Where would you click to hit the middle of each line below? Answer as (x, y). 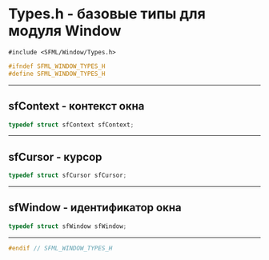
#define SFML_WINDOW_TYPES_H (57, 74)
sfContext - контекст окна (76, 106)
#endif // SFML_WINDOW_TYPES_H (60, 248)
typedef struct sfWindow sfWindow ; (68, 226)
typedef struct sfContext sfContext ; (71, 125)
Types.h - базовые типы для (107, 14)
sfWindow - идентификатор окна (95, 208)
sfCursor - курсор (55, 157)
